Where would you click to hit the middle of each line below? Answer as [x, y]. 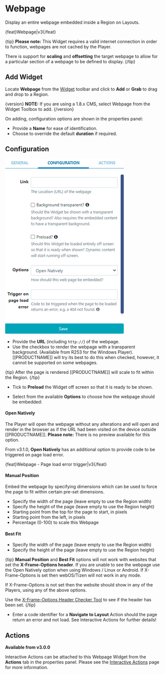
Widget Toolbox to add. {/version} [40, 109]
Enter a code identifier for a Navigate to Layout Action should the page [85, 615]
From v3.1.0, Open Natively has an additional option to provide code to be [80, 449]
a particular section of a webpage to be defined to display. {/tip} [70, 61]
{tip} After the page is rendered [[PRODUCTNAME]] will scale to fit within [80, 372]
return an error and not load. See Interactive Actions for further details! [84, 620]
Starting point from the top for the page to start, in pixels [70, 512]
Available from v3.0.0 [28, 647]
